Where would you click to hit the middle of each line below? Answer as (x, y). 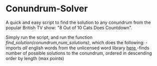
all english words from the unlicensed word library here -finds (86, 48)
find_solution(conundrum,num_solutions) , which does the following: (75, 42)
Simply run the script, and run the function (49, 37)
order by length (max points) (35, 58)
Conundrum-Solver (47, 9)
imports (13, 48)
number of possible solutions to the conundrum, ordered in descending (79, 53)
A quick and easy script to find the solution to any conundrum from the (78, 22)
